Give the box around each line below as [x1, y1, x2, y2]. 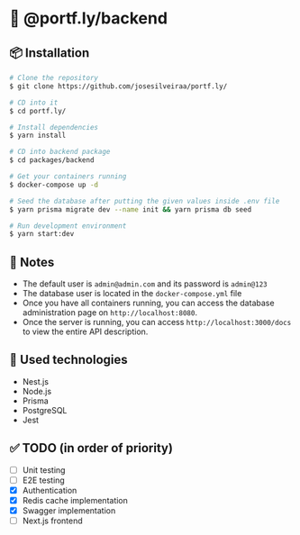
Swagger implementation [22, 504, 116, 516]
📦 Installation [9, 45, 90, 60]
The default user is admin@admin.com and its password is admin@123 [22, 278, 268, 289]
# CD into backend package [9, 148, 111, 157]
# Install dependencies [9, 122, 99, 131]
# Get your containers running [9, 172, 127, 181]
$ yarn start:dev [9, 230, 75, 239]
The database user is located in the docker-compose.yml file [22, 288, 242, 299]
